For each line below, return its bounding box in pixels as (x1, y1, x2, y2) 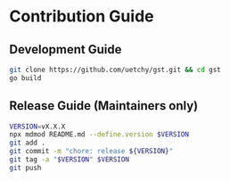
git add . (9, 138, 46, 148)
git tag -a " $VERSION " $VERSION (9, 155, 129, 164)
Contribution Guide (9, 6, 154, 27)
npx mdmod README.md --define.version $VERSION (9, 130, 190, 139)
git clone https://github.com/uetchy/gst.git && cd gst (9, 65, 221, 74)
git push (9, 163, 42, 172)
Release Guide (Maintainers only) (9, 98, 199, 113)
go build (9, 73, 42, 82)
